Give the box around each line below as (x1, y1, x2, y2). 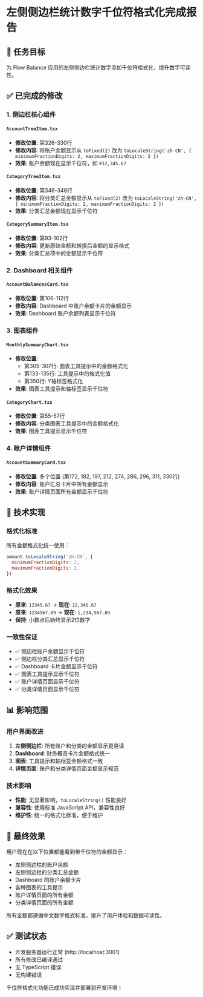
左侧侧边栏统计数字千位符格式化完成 (6, 5, 187, 19)
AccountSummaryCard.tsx (6, 459, 66, 466)
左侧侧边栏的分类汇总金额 (14, 869, 79, 876)
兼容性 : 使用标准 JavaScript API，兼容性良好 (14, 804, 126, 811)
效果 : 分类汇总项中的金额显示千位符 (14, 249, 103, 257)
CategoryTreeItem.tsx (6, 174, 61, 180)
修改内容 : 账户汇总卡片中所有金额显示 (14, 480, 109, 487)
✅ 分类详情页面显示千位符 (14, 685, 80, 693)
